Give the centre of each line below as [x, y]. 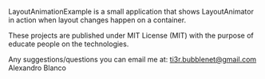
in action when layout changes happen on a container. [97, 20]
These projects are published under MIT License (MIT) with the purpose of [131, 36]
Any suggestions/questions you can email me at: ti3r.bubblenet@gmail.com [132, 59]
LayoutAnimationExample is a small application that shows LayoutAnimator [131, 12]
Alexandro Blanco [37, 68]
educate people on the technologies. [69, 44]
